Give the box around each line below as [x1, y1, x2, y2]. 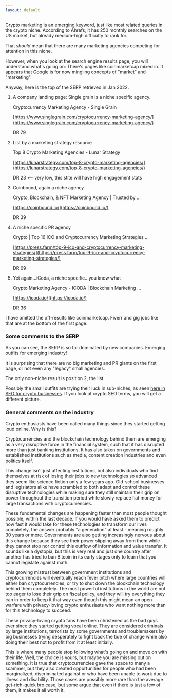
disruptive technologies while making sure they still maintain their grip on [5, 489, 160, 495]
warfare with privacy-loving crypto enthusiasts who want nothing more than [5, 602, 166, 608]
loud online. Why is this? [5, 426, 57, 432]
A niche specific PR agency [12, 224, 71, 230]
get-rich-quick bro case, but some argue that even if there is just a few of [5, 682, 161, 688]
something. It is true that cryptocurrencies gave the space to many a [5, 660, 150, 666]
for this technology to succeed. [5, 607, 72, 613]
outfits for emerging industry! [5, 350, 67, 356]
